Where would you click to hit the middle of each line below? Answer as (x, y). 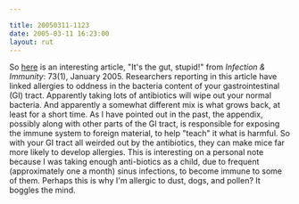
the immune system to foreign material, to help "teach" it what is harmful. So (149, 134)
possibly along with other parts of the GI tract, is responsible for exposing (145, 124)
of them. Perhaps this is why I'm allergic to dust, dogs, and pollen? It (135, 181)
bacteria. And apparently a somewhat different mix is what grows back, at (145, 105)
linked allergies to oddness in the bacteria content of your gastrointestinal (145, 86)
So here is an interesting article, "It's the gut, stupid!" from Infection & (137, 67)
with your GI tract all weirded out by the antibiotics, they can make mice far (147, 143)
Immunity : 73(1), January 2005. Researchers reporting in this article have (143, 77)
